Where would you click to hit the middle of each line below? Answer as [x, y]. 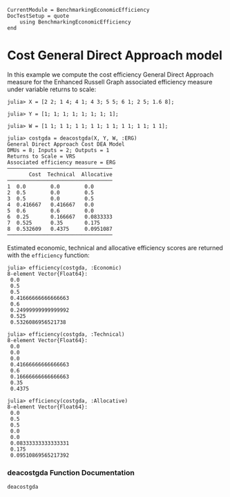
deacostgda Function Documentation [71, 472]
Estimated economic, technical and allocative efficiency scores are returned [115, 247]
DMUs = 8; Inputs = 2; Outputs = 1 [58, 150]
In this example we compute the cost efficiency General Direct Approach [111, 74]
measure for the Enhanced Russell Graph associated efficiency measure [110, 82]
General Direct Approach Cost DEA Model [66, 144]
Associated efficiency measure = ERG [61, 162]
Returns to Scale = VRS [41, 156]
